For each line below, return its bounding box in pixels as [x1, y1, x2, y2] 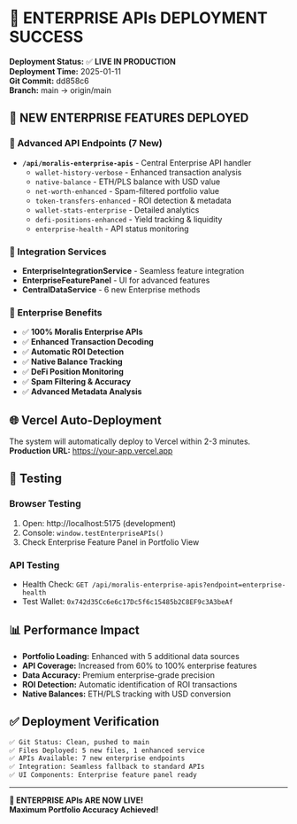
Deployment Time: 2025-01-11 [9, 66, 121, 76]
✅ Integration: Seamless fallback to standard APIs [9, 762, 205, 772]
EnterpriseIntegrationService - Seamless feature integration [21, 265, 245, 276]
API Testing [9, 558, 60, 571]
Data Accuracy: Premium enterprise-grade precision [21, 669, 215, 680]
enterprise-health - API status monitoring [34, 223, 189, 234]
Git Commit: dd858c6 [9, 75, 90, 86]
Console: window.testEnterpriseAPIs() [21, 527, 164, 538]
